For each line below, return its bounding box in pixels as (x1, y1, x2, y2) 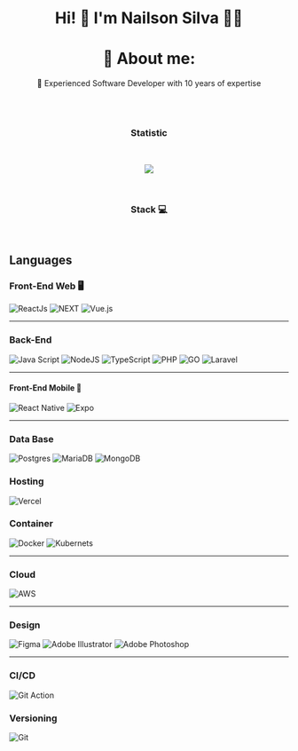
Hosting (9, 475, 44, 487)
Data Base (9, 432, 54, 445)
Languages (9, 253, 73, 268)
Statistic (130, 127, 168, 139)
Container (9, 518, 53, 530)
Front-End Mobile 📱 (9, 383, 82, 393)
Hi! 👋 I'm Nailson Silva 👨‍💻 (54, 8, 244, 28)
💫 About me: (102, 49, 196, 69)
